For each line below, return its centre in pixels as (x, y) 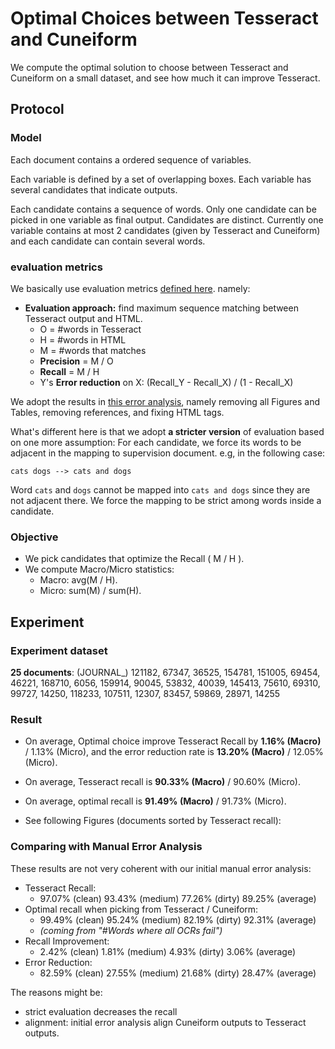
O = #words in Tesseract (90, 329)
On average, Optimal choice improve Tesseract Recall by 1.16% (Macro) (173, 741)
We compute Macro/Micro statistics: (99, 569)
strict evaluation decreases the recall (101, 1011)
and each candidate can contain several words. (108, 241)
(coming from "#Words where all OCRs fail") (131, 930)
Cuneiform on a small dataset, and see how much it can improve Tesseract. (165, 78)
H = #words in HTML (83, 339)
